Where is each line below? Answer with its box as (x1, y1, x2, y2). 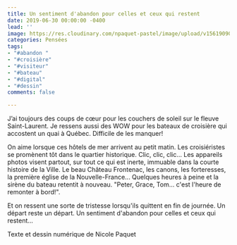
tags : (7, 43, 23, 50)
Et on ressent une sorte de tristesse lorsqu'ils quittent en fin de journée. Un (7, 201, 226, 210)
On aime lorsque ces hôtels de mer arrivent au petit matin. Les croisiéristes (7, 143, 226, 151)
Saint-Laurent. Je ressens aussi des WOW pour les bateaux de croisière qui (7, 122, 227, 130)
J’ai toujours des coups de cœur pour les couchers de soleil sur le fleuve (7, 114, 219, 123)
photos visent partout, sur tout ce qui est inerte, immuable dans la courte (7, 158, 219, 166)
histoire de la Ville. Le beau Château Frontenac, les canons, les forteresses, (7, 165, 226, 174)
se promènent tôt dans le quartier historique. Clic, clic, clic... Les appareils (7, 151, 223, 159)
